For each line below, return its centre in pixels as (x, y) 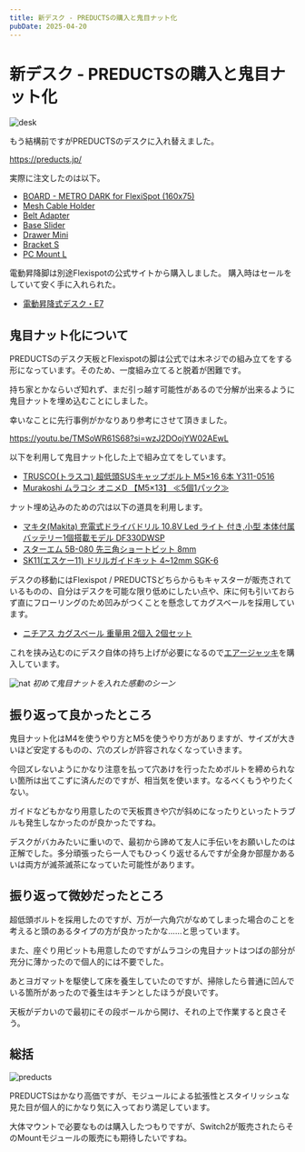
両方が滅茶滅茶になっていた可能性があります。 (112, 865)
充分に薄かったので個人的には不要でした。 (89, 961)
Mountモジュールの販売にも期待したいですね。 (104, 1137)
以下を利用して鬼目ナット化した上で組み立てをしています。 (120, 457)
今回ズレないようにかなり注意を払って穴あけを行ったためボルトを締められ (148, 769)
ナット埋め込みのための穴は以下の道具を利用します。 (108, 507)
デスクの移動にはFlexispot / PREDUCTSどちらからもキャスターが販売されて (151, 580)
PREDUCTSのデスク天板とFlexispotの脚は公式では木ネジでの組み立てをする (151, 359)
